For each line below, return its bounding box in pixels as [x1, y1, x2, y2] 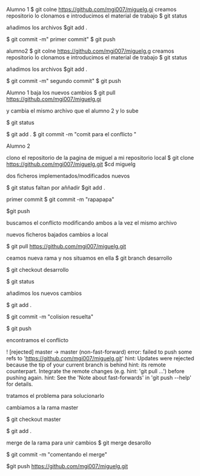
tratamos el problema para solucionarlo [6, 392, 105, 399]
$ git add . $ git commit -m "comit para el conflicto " [6, 131, 137, 137]
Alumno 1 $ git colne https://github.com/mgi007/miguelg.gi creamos [6, 6, 177, 13]
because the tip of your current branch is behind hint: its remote [6, 361, 166, 368]
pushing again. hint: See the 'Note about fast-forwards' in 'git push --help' [6, 374, 192, 381]
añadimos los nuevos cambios [6, 289, 82, 297]
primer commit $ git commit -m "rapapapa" [6, 196, 115, 203]
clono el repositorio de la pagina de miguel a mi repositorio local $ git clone [6, 154, 194, 161]
